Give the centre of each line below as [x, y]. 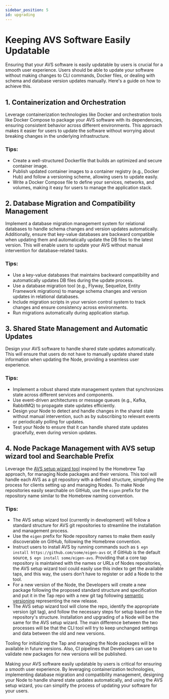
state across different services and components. [63, 394]
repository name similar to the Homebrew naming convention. [70, 496]
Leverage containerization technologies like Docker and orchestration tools [83, 114]
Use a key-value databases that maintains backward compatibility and [86, 275]
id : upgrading [20, 15]
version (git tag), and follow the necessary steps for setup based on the [87, 612]
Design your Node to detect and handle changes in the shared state [83, 411]
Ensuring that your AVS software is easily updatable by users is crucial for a [84, 65]
